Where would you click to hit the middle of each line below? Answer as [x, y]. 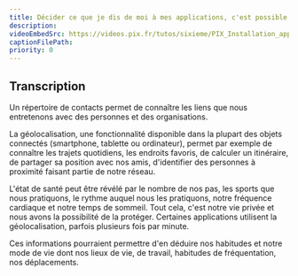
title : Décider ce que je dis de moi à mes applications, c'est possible [149, 17]
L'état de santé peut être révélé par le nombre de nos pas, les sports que [142, 188]
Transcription [47, 86]
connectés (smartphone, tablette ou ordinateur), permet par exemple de [141, 143]
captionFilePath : [41, 42]
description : [33, 26]
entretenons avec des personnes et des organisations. [109, 117]
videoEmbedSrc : [37, 34]
